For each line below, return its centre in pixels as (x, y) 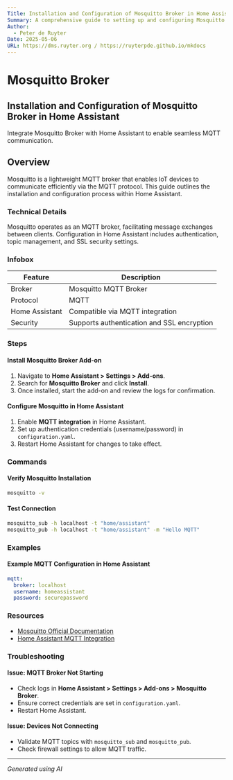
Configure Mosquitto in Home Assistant (66, 406)
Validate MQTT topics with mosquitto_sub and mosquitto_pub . (104, 741)
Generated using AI (35, 769)
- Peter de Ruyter (40, 33)
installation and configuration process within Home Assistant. (95, 193)
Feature (36, 277)
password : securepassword (51, 598)
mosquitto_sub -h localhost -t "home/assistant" (79, 523)
